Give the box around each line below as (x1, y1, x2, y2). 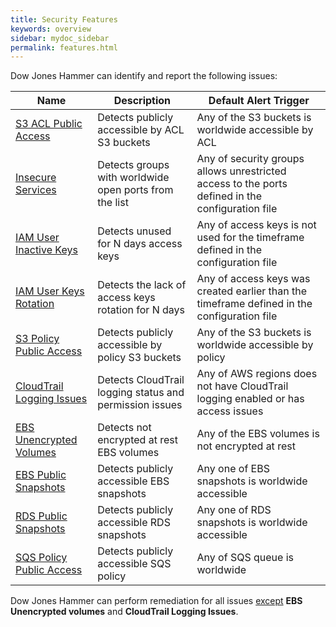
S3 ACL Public (15, 117, 83, 131)
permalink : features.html (10, 42, 118, 53)
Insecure (15, 171, 57, 185)
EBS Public (15, 468, 67, 482)
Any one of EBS (196, 462, 270, 476)
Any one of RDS (196, 503, 272, 517)
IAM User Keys (15, 284, 85, 298)
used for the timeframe (196, 231, 305, 245)
